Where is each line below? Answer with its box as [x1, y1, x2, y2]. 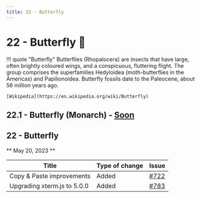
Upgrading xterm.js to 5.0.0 [9, 182, 89, 190]
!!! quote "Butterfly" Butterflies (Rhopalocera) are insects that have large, [6, 56, 189, 63]
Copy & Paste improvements [9, 172, 91, 180]
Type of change [97, 161, 144, 170]
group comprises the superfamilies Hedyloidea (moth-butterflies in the [6, 68, 185, 76]
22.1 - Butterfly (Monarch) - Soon [6, 109, 135, 120]
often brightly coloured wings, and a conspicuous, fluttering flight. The [6, 62, 185, 69]
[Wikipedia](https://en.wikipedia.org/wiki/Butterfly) [6, 93, 149, 100]
